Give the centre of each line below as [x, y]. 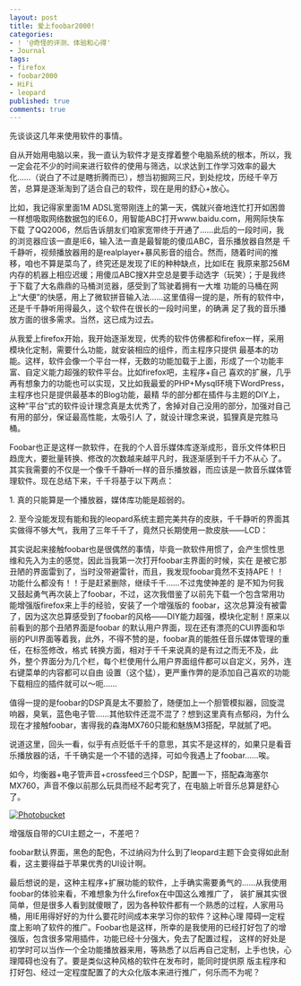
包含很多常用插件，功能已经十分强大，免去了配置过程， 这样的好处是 [159, 938]
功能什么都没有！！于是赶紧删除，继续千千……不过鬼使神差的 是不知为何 [143, 583]
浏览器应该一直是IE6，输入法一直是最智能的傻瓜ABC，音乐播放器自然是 [148, 241]
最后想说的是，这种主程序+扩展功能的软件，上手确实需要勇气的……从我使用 [148, 883]
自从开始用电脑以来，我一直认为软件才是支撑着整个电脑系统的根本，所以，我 [150, 155]
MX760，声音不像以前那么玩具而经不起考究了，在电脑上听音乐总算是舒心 [144, 786]
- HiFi [21, 84]
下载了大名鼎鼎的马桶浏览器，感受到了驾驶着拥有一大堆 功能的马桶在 [143, 286]
